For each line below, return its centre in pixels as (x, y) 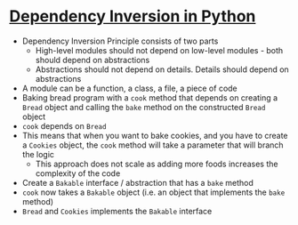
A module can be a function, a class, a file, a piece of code (129, 88)
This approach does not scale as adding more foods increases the (157, 164)
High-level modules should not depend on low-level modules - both (159, 50)
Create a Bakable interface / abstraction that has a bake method (137, 182)
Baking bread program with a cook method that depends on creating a (150, 97)
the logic (38, 154)
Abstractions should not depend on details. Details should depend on (162, 69)
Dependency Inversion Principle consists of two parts (120, 41)
